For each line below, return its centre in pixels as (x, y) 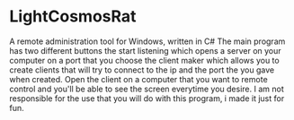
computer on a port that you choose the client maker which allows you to (145, 60)
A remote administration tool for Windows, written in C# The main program (147, 41)
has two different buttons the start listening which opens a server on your (145, 50)
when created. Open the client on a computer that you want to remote (138, 79)
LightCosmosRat (73, 17)
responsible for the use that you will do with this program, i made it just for (147, 98)
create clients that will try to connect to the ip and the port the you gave (142, 70)
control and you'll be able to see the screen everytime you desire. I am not (147, 89)
